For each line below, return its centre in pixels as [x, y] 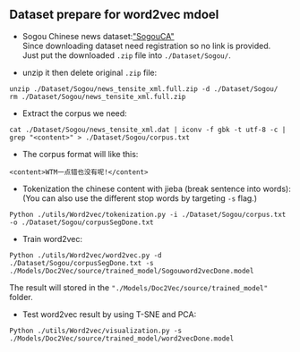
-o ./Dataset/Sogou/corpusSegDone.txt [81, 222]
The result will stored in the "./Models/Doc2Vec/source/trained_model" [139, 287]
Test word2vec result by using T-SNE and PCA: [109, 314]
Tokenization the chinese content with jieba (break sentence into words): [156, 189]
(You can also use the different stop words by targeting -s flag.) [140, 198]
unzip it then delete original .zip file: [90, 72]
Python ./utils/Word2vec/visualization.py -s [95, 331]
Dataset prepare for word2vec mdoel [114, 15]
